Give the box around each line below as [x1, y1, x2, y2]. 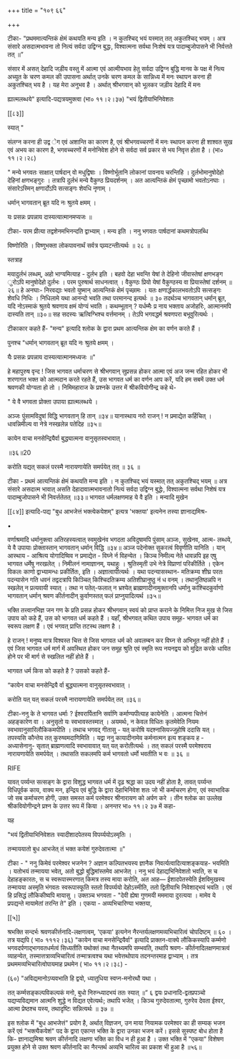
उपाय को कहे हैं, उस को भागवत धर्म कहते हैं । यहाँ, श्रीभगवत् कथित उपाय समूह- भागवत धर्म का [7, 614, 219, 622]
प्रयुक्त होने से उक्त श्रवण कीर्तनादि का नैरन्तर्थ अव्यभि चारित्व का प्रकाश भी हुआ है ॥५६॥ [7, 1043, 202, 1051]
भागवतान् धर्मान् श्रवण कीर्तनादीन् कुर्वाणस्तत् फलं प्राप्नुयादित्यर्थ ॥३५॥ [7, 592, 161, 600]
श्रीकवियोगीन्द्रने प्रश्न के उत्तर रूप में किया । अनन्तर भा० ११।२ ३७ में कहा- [7, 802, 176, 810]
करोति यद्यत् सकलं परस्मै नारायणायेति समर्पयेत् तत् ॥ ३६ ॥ [7, 463, 141, 471]
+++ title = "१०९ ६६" [7, 6, 66, 14]
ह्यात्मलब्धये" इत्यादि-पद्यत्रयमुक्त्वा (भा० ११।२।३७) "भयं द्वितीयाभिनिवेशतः [7, 95, 174, 103]
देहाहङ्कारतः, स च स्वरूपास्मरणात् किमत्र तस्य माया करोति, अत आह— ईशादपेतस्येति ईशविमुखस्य [7, 875, 225, 883]
